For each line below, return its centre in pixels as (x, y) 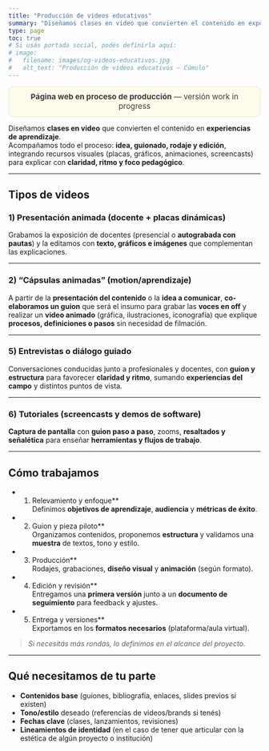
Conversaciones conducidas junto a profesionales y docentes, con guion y (132, 368)
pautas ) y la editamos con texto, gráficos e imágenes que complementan (131, 243)
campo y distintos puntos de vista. (65, 386)
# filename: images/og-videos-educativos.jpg (89, 61)
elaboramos (29, 306)
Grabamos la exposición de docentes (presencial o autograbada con (122, 235)
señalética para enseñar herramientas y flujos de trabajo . (105, 440)
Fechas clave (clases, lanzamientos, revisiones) (99, 721)
